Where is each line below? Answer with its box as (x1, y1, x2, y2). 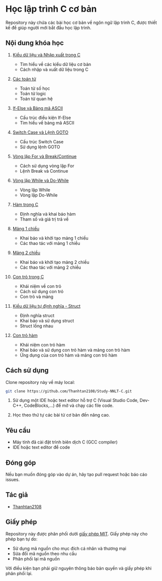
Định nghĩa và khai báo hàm (19, 211, 76, 217)
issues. (5, 477, 20, 482)
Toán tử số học (19, 85, 50, 91)
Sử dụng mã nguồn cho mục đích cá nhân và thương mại (12, 545, 126, 551)
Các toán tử (12, 76, 36, 81)
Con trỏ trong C (12, 274, 44, 280)
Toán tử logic (19, 90, 47, 96)
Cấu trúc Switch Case (19, 139, 64, 144)
